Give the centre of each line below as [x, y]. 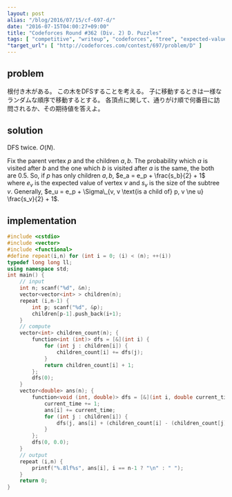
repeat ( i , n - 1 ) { [45, 301]
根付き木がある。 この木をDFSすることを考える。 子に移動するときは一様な [115, 91]
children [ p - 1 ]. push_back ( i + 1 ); [77, 314]
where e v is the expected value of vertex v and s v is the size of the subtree [113, 184]
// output [34, 455]
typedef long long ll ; [40, 262]
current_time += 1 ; [72, 404]
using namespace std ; [38, 269]
